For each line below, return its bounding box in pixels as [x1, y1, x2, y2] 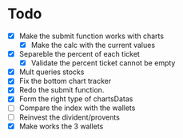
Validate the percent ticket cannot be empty [30, 58, 176, 68]
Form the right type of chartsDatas [18, 94, 133, 104]
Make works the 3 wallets [18, 121, 104, 131]
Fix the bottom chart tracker [18, 77, 112, 86]
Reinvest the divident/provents [18, 112, 121, 122]
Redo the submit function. [18, 85, 105, 95]
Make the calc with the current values [30, 41, 156, 49]
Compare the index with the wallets [18, 103, 136, 112]
